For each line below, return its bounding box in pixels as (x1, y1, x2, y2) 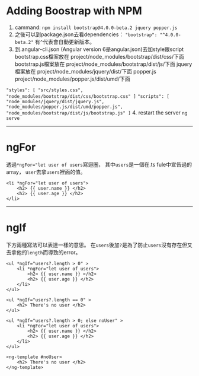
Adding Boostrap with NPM (6, 4, 142, 18)
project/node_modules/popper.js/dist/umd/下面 (14, 75, 130, 82)
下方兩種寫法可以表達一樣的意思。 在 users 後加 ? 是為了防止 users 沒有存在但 (6, 241, 188, 248)
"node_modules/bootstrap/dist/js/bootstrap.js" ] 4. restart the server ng (6, 109, 188, 116)
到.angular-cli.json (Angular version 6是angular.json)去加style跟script (14, 46, 184, 53)
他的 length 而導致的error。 (16, 248, 81, 256)
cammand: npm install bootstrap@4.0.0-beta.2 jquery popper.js (14, 24, 178, 31)
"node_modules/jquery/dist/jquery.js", (6, 98, 105, 104)
